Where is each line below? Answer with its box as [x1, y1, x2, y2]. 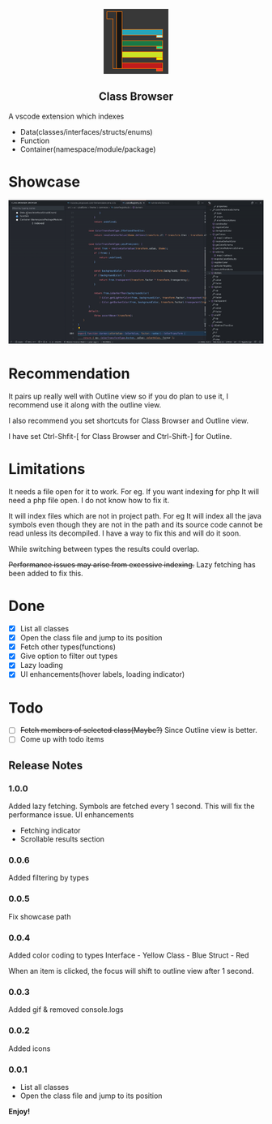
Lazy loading [19, 661, 63, 670]
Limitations [8, 460, 86, 479]
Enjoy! [8, 1106, 31, 1116]
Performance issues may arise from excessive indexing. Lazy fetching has [8, 560, 257, 570]
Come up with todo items [19, 734, 104, 744]
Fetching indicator [19, 825, 81, 836]
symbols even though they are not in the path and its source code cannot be [8, 520, 263, 530]
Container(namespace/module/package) [19, 144, 156, 154]
